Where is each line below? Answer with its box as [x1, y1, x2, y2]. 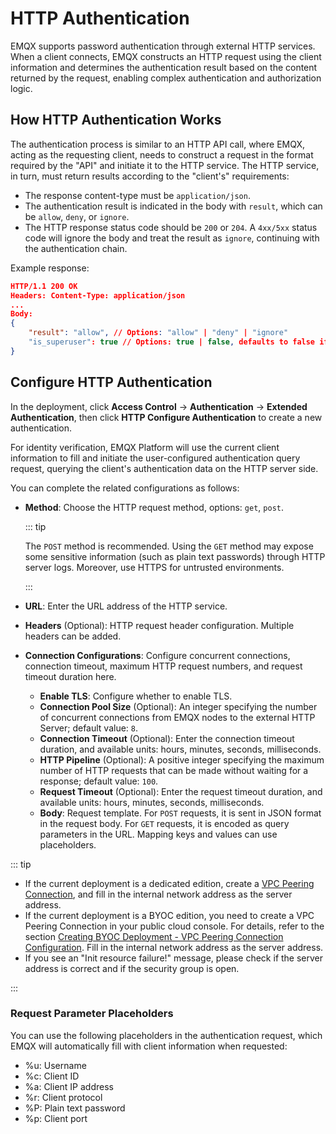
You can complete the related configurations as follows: [10, 482, 240, 494]
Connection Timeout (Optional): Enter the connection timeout [39, 732, 295, 744]
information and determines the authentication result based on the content [10, 61, 318, 73]
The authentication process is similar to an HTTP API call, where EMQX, [10, 138, 306, 150]
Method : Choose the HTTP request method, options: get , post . [24, 501, 284, 513]
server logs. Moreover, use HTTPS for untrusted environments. [24, 561, 285, 573]
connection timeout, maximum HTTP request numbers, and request [24, 660, 303, 672]
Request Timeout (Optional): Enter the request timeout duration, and [39, 785, 323, 797]
